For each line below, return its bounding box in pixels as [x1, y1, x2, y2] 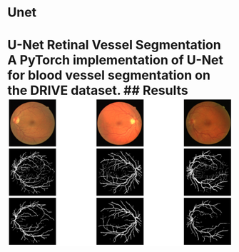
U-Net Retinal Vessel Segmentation [7, 37, 221, 54]
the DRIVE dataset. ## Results [7, 83, 188, 99]
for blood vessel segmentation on [7, 67, 210, 84]
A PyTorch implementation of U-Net [7, 52, 223, 69]
